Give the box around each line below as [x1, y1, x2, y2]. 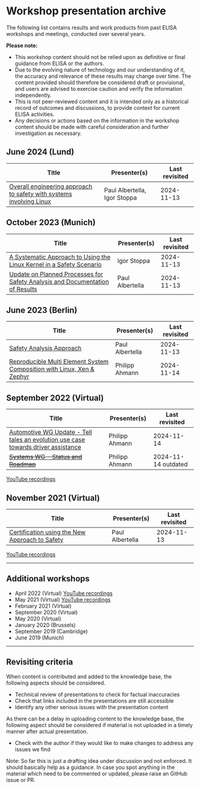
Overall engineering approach [9, 182, 93, 191]
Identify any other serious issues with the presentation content [14, 703, 168, 710]
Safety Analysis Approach [9, 344, 82, 352]
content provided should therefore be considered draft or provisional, [14, 79, 185, 86]
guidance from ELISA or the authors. [14, 60, 104, 67]
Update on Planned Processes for [9, 270, 104, 278]
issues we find [14, 746, 51, 753]
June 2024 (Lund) [6, 147, 74, 157]
